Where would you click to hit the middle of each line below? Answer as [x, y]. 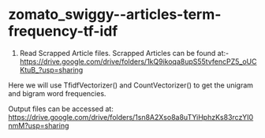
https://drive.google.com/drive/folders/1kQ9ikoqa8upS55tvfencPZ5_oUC [138, 62]
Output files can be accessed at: [61, 109]
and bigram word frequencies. [57, 93]
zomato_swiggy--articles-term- [115, 15]
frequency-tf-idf [63, 31]
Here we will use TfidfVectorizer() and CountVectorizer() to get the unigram [131, 85]
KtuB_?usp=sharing [51, 69]
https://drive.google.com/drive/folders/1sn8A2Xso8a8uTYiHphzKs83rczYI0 [131, 117]
